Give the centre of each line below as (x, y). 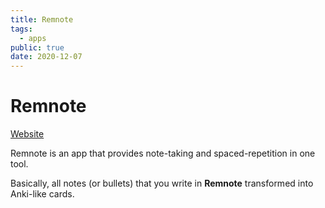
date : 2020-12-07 (46, 57)
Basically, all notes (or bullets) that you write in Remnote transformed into (162, 183)
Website (27, 134)
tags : (21, 29)
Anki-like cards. (42, 194)
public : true (37, 47)
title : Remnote (42, 19)
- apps (33, 38)
